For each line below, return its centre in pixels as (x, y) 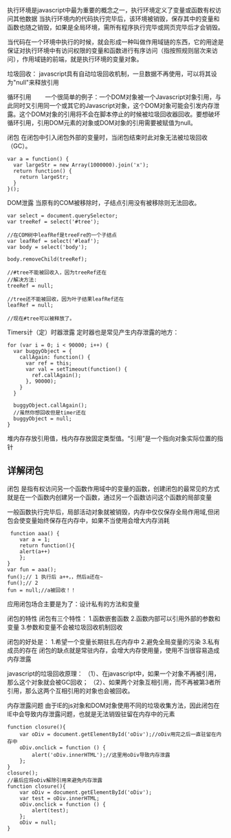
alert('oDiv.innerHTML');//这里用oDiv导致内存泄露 (101, 755)
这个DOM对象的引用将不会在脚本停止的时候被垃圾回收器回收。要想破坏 (120, 114)
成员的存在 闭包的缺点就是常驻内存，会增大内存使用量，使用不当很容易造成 (113, 650)
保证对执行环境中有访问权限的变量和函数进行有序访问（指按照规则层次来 (109, 51)
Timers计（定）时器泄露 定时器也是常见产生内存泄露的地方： (93, 332)
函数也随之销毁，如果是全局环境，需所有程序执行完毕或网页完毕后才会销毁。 (115, 27)
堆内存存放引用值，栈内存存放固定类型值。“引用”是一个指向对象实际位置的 (112, 438)
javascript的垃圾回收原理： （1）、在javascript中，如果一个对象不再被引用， (113, 674)
